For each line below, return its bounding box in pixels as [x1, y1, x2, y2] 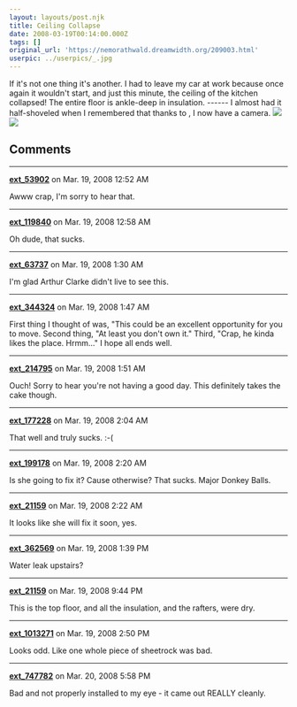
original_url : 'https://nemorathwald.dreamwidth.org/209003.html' [9, 46, 259, 55]
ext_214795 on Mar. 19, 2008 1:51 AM [9, 363, 146, 373]
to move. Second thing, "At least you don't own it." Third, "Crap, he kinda [9, 328, 275, 339]
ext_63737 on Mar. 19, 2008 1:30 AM [9, 258, 144, 270]
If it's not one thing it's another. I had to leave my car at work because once [9, 79, 285, 88]
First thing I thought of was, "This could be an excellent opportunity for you [9, 319, 283, 329]
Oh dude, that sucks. [9, 234, 86, 244]
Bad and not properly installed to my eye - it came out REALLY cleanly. [9, 688, 267, 698]
